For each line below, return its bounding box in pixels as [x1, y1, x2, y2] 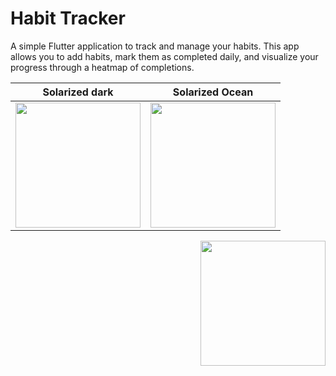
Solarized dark [42, 85, 114, 99]
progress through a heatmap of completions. [10, 61, 195, 73]
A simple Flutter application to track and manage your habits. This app [10, 40, 300, 52]
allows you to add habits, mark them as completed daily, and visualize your [10, 50, 319, 62]
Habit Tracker [10, 7, 126, 30]
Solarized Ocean [172, 85, 254, 99]
